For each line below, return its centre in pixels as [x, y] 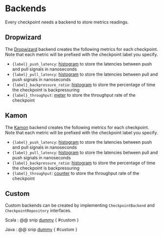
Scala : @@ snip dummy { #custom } [42, 220]
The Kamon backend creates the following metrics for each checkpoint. [77, 127]
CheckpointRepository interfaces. [38, 211]
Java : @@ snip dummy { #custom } [41, 230]
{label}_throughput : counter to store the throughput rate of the [76, 173]
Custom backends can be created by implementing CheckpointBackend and [80, 205]
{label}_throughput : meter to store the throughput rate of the [74, 95]
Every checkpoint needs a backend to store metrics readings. [67, 22]
